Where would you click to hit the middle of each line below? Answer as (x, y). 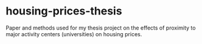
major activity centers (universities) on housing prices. (74, 34)
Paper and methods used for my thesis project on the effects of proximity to (101, 28)
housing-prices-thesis (64, 11)
